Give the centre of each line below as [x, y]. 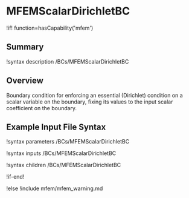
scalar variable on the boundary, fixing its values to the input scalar [90, 102]
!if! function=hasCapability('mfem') [50, 28]
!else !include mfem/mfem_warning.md [55, 188]
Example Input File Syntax [56, 127]
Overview [25, 81]
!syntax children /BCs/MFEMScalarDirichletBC [64, 165]
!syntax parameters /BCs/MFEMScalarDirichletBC [68, 142]
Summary [25, 47]
